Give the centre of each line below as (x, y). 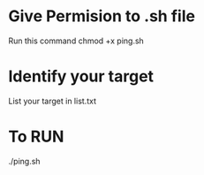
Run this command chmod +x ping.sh (76, 41)
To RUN (36, 137)
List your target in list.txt (52, 101)
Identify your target (81, 76)
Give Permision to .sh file (102, 16)
